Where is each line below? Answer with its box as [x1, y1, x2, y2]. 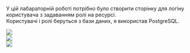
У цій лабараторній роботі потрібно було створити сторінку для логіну [6, 5, 185, 12]
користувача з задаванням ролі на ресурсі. [6, 11, 117, 18]
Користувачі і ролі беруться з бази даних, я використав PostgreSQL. [6, 18, 180, 24]
